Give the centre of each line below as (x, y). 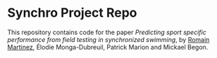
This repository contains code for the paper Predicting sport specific (107, 32)
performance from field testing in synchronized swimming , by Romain (108, 39)
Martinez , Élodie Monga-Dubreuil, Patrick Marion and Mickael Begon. (108, 47)
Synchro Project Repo (72, 13)
